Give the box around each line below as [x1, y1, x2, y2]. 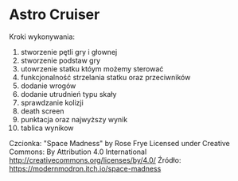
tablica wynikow [20, 123, 74, 133]
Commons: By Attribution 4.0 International [9, 147, 147, 156]
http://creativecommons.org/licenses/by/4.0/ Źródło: [9, 155, 181, 164]
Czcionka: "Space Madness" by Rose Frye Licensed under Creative [9, 138, 230, 148]
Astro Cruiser [9, 6, 100, 24]
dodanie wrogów [20, 81, 76, 90]
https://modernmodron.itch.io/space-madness [9, 164, 162, 173]
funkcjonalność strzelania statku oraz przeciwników [20, 72, 191, 82]
